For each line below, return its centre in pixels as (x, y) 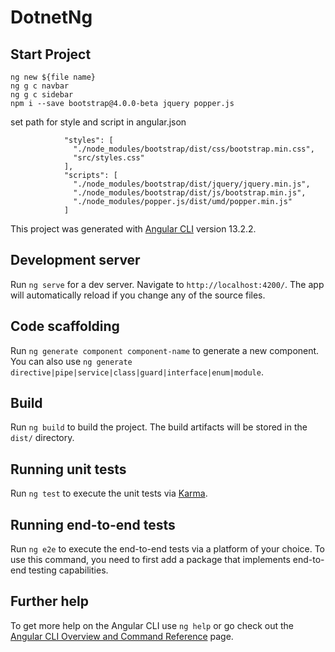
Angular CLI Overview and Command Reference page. (122, 636)
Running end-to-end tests (93, 524)
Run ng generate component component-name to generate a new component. (165, 350)
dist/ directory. (42, 438)
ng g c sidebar (42, 95)
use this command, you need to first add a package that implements (150, 560)
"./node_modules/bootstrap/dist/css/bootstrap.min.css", (194, 149)
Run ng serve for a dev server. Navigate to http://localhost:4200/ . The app (167, 284)
